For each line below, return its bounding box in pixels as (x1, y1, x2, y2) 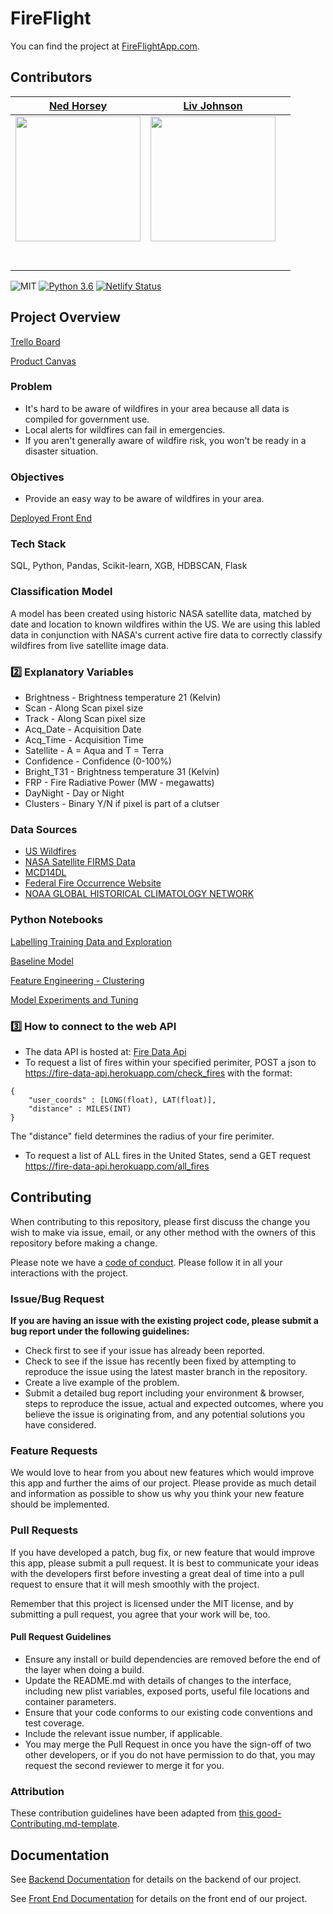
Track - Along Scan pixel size (24, 713, 146, 725)
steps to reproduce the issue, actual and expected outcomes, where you (24, 1398, 324, 1410)
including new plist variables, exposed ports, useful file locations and (24, 1685, 310, 1697)
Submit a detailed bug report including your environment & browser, (24, 1387, 305, 1399)
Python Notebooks (10, 913, 104, 927)
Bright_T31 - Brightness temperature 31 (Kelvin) (24, 766, 220, 778)
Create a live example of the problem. (24, 1377, 180, 1389)
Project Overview (10, 309, 121, 326)
